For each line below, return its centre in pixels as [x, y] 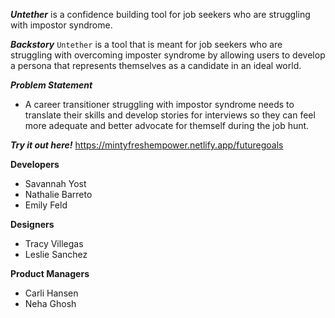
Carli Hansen [51, 293]
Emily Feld [46, 205]
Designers [32, 224]
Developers [35, 164]
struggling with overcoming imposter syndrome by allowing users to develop [168, 55]
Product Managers [50, 273]
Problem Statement [51, 85]
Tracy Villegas [54, 243]
